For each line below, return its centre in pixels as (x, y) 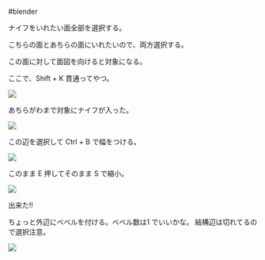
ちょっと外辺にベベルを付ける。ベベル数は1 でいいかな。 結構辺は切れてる (129, 222)
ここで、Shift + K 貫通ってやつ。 (61, 78)
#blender (23, 11)
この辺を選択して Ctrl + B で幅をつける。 (74, 141)
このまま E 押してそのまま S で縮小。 (68, 173)
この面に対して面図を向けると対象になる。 (78, 61)
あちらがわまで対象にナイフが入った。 (70, 110)
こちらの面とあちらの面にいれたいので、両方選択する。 (98, 44)
